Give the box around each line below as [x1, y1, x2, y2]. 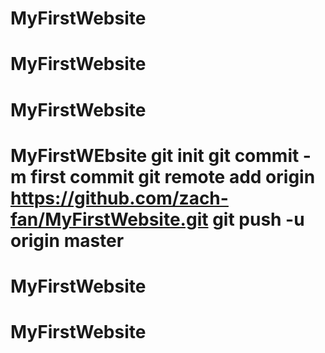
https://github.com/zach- [10, 187, 229, 209]
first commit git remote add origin [30, 165, 316, 188]
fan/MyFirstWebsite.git [10, 208, 209, 231]
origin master [10, 229, 125, 252]
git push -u [212, 208, 305, 231]
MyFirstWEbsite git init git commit [10, 144, 300, 167]
